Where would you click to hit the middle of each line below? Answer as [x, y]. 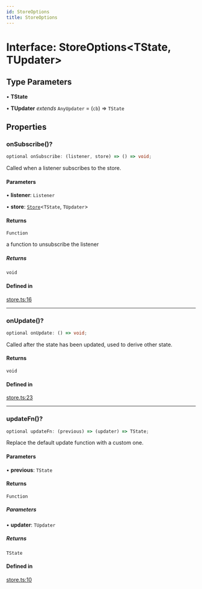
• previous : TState [29, 470]
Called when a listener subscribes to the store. [64, 168]
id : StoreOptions [28, 12]
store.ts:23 [20, 398]
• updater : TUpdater [31, 525]
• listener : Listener [31, 195]
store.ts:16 [19, 299]
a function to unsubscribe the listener [53, 245]
